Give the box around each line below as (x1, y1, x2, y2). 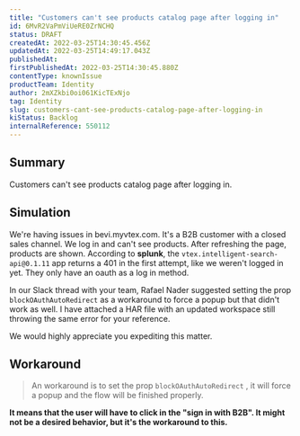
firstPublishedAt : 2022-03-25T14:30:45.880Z (9, 64, 179, 73)
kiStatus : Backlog (9, 113, 78, 122)
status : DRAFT (9, 30, 63, 39)
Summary (9, 155, 66, 171)
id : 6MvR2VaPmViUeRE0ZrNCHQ (9, 22, 115, 31)
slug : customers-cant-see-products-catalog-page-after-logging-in (9, 105, 263, 114)
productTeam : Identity (9, 80, 94, 89)
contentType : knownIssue (9, 72, 102, 81)
